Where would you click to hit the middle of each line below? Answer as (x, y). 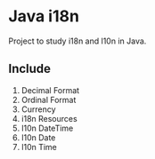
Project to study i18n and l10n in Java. (77, 41)
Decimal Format (50, 90)
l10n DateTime (47, 128)
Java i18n (44, 16)
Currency (38, 109)
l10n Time (39, 147)
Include (29, 69)
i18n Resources (49, 118)
